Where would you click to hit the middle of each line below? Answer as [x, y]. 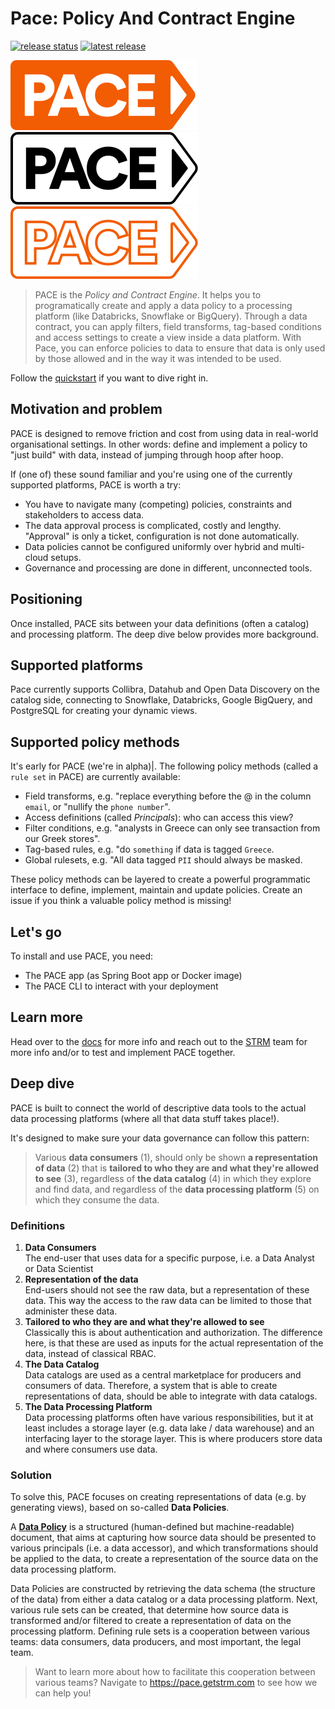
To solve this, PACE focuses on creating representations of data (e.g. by [158, 1497]
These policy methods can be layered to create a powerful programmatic [160, 879]
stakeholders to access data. [84, 514]
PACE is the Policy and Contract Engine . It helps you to [148, 294]
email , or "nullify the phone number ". [97, 807]
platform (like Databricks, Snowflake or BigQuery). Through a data [171, 316]
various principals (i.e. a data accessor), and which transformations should [164, 1548]
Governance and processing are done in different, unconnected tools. [168, 568]
